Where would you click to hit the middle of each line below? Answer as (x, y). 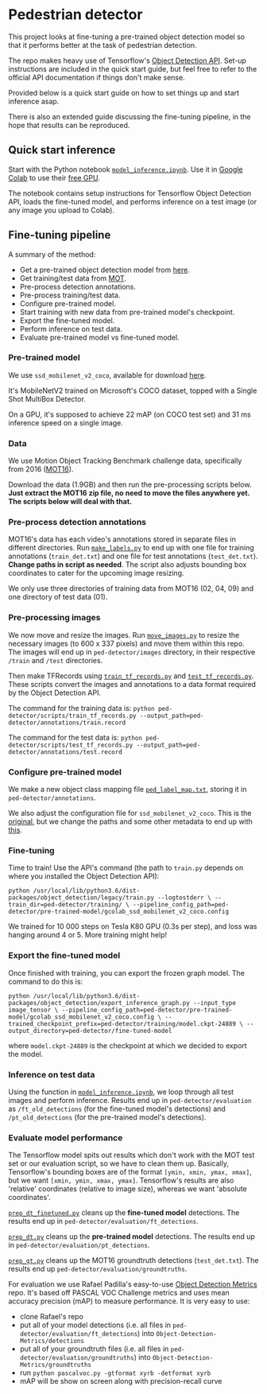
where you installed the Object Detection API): (84, 876)
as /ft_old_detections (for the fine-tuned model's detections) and (117, 1109)
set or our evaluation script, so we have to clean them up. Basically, (118, 1163)
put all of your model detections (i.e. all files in (95, 1325)
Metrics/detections (52, 1342)
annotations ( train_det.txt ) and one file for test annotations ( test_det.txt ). (133, 556)
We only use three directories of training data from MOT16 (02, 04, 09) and (131, 588)
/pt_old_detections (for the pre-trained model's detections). (107, 1117)
